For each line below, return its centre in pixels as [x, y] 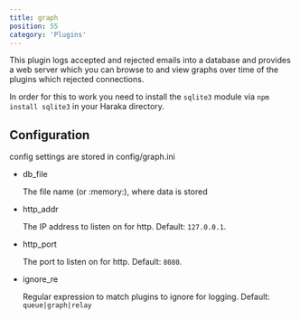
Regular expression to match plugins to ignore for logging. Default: [146, 297]
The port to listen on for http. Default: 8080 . [102, 262]
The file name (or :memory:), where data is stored [115, 192]
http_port [39, 244]
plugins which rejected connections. [77, 80]
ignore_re [40, 279]
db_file [35, 174]
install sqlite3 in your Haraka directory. [87, 107]
